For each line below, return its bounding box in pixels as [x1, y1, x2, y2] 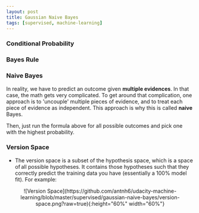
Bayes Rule [6, 55, 39, 64]
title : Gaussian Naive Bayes [6, 14, 79, 20]
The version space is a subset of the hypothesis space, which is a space [14, 156, 194, 164]
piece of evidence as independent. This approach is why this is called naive [6, 104, 192, 111]
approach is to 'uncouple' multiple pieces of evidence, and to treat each [6, 98, 183, 105]
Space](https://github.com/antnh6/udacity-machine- [46, 187, 177, 195]
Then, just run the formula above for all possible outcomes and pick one [6, 122, 183, 129]
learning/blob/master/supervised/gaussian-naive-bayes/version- [20, 193, 180, 200]
